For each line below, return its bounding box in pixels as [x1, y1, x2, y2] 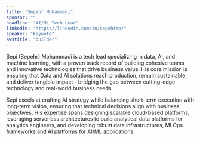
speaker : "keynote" [6, 31, 55, 37]
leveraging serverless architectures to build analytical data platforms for [6, 115, 183, 122]
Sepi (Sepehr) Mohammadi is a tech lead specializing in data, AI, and [6, 53, 176, 60]
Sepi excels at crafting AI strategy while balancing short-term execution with [6, 96, 194, 103]
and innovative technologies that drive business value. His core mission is [6, 66, 188, 72]
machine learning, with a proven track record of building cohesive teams [6, 59, 184, 66]
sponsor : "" [6, 14, 36, 20]
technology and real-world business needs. [6, 85, 113, 91]
